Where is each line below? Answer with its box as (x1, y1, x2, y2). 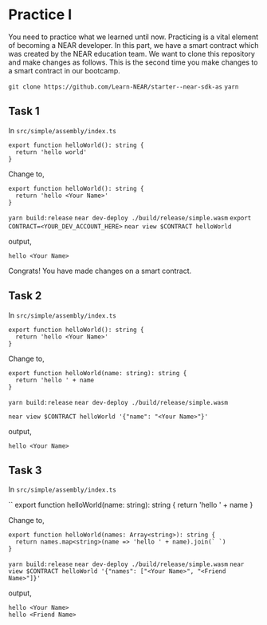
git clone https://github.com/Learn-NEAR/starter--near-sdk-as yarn (8, 82, 239, 91)
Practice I (8, 6, 73, 24)
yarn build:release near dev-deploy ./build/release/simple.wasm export (8, 214, 252, 222)
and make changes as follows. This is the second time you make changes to (8, 57, 258, 67)
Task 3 (8, 463, 42, 477)
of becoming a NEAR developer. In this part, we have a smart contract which (8, 40, 259, 49)
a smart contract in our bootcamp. (8, 65, 121, 75)
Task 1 (8, 105, 40, 118)
